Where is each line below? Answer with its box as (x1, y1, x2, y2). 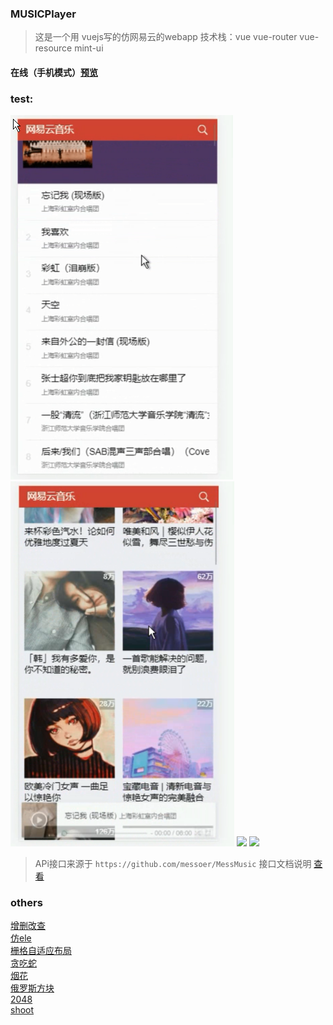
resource (34, 42, 73, 54)
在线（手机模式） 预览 (10, 66, 98, 78)
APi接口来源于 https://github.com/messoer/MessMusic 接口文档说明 (34, 858, 312, 870)
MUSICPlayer (10, 7, 77, 21)
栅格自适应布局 (10, 945, 72, 957)
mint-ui (74, 42, 104, 54)
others (10, 896, 43, 910)
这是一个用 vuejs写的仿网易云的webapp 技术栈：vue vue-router (34, 31, 298, 43)
